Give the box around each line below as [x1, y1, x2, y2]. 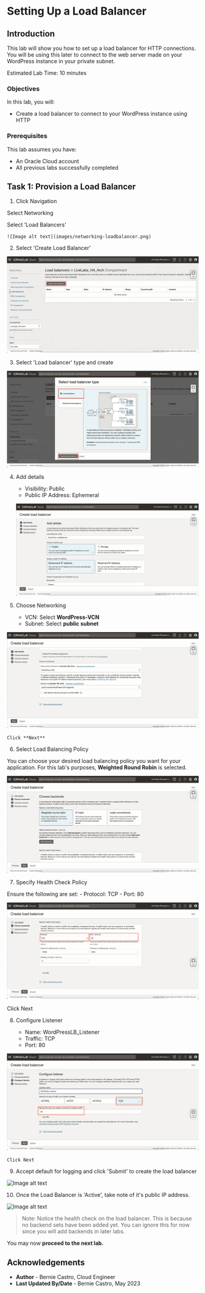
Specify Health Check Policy [15, 878, 88, 886]
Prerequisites [7, 132, 47, 141]
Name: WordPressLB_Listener [24, 1028, 100, 1036]
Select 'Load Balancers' [7, 221, 66, 229]
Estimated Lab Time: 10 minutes [7, 69, 87, 77]
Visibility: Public [24, 485, 65, 492]
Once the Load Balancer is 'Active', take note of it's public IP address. [15, 1191, 190, 1199]
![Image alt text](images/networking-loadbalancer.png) [7, 234, 151, 240]
